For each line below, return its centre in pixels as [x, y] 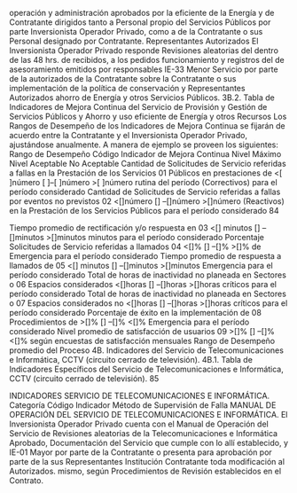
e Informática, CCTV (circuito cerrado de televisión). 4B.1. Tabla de [131, 360]
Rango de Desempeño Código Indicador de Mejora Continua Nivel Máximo [145, 154]
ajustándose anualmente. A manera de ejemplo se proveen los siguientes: [144, 145]
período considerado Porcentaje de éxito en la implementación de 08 [135, 313]
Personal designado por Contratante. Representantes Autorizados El [134, 41]
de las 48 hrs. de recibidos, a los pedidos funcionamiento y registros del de [147, 60]
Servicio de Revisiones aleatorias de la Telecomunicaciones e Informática [143, 433]
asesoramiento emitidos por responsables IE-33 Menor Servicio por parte [144, 69]
